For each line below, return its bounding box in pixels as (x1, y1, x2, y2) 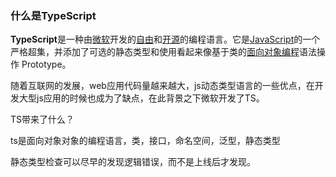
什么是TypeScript (10, 8, 97, 22)
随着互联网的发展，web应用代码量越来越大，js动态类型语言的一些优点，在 (10, 80, 315, 92)
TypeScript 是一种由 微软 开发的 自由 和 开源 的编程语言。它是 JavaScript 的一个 (10, 33, 321, 46)
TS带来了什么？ (10, 113, 75, 126)
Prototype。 (21, 58, 72, 71)
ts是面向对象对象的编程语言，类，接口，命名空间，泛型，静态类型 (10, 135, 281, 147)
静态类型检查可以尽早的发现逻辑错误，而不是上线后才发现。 (10, 156, 256, 168)
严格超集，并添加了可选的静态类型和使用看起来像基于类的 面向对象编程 (10, 46, 300, 58)
